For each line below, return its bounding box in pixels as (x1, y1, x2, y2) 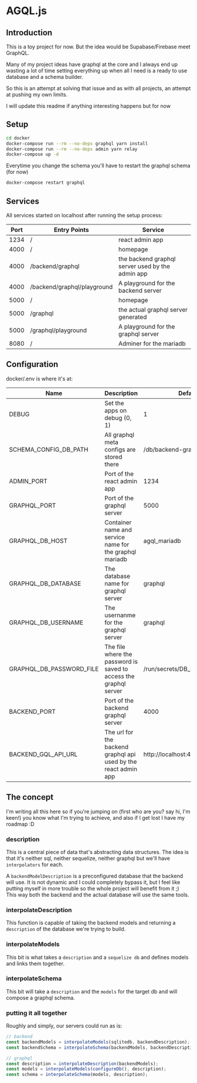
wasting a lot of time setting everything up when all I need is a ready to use (6, 67, 188, 74)
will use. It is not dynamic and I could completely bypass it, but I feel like (6, 879, 181, 886)
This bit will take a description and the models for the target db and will (6, 988, 178, 995)
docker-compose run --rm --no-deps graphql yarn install (6, 140, 148, 147)
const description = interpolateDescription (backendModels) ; (6, 1061, 159, 1067)
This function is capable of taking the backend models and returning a (6, 919, 176, 926)
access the (104, 672, 135, 680)
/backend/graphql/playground (30, 283, 113, 291)
